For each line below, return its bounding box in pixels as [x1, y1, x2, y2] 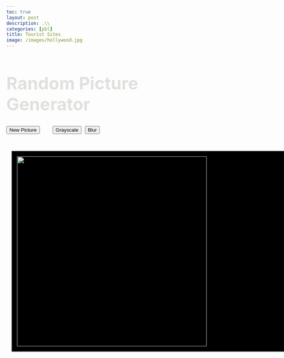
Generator [6, 94, 91, 115]
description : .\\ [6, 20, 50, 26]
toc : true [6, 9, 32, 15]
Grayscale [55, 127, 79, 134]
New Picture [9, 127, 37, 134]
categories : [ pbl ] [6, 26, 53, 32]
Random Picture [6, 72, 138, 94]
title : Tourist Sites [6, 32, 61, 38]
